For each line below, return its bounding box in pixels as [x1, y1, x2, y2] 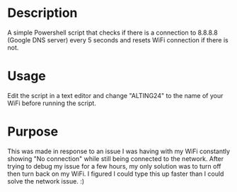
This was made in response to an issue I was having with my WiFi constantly [7, 147, 231, 155]
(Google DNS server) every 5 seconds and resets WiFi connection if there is [7, 35, 229, 44]
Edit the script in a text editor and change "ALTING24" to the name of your [7, 91, 224, 100]
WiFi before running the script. [7, 99, 97, 107]
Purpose [7, 124, 59, 140]
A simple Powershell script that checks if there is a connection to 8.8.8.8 [7, 28, 218, 37]
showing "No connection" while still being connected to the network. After [7, 154, 224, 163]
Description [7, 5, 78, 21]
